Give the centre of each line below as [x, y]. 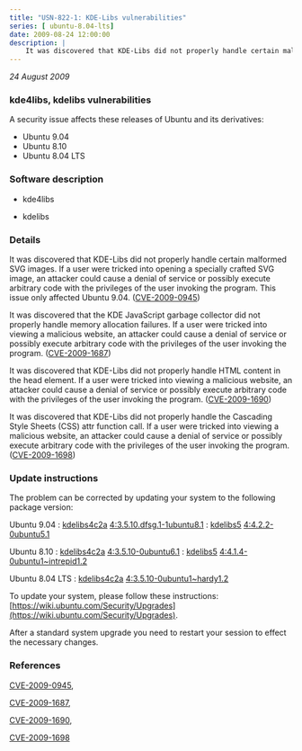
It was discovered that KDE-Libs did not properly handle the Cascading [141, 417]
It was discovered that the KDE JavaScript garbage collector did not [135, 315]
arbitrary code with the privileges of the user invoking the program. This [143, 288]
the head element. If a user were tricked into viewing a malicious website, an [151, 380]
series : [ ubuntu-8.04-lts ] [62, 26]
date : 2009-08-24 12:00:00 [60, 34]
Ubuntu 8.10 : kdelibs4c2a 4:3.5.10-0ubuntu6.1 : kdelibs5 [114, 552]
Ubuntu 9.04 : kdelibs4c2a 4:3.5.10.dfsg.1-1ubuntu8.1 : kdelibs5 [125, 525]
